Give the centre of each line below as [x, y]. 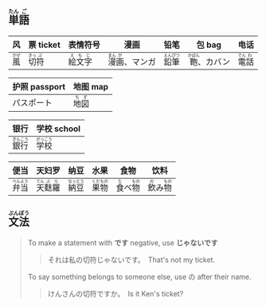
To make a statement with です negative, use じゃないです [123, 242]
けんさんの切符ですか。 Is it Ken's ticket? [115, 293]
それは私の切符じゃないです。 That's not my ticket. [131, 260]
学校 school [59, 129]
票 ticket [45, 45]
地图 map [91, 86]
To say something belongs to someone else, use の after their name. [140, 276]
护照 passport [39, 86]
